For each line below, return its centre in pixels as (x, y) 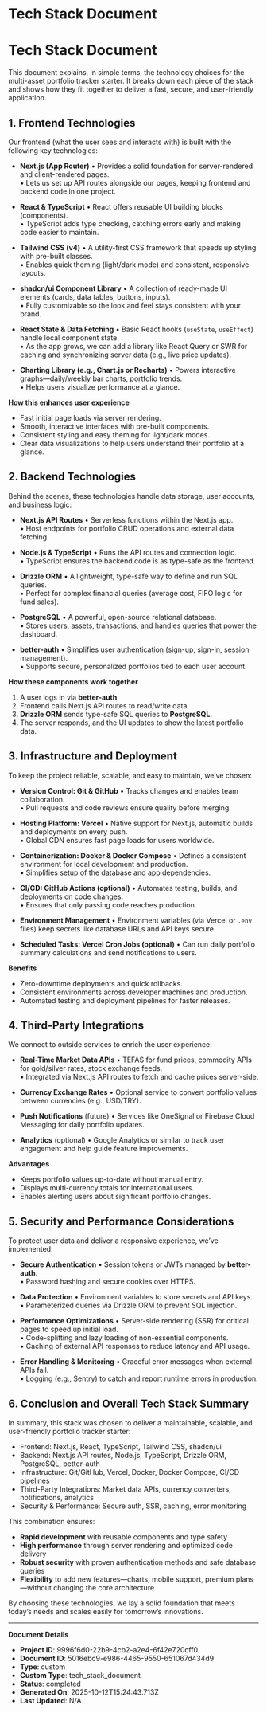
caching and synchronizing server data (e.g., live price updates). (126, 355)
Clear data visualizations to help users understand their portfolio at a (132, 443)
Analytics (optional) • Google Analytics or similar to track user (122, 1140)
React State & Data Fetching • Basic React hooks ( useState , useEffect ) (137, 329)
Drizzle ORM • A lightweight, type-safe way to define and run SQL (129, 576)
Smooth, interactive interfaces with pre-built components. (114, 426)
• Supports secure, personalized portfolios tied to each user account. (133, 666)
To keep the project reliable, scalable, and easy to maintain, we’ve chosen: (130, 775)
